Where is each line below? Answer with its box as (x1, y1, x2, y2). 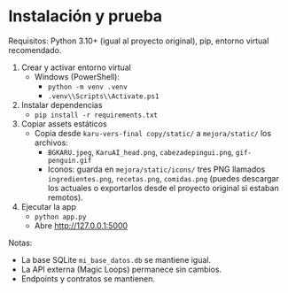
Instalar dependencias (20, 99, 103, 110)
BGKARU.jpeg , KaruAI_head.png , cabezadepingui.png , (47, 146, 234, 157)
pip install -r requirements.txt (34, 111, 159, 120)
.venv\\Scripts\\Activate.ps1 (47, 91, 160, 101)
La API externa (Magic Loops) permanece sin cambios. (20, 264, 222, 274)
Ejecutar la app (20, 201, 76, 212)
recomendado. (8, 44, 62, 55)
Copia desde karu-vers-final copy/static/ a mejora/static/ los (34, 127, 272, 138)
